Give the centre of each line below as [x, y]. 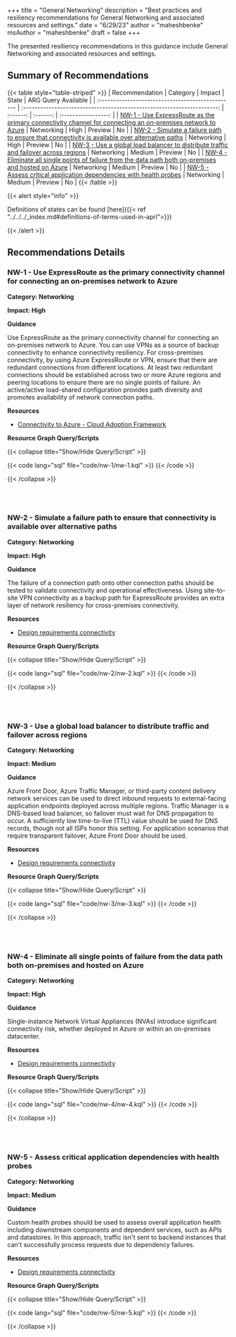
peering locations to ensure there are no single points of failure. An [104, 382]
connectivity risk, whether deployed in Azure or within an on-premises [109, 1029]
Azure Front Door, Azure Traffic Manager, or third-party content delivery [112, 791]
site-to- [215, 590]
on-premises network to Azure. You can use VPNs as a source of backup [113, 345]
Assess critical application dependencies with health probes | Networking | [116, 174]
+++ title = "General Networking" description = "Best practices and [105, 10]
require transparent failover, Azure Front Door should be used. [97, 836]
